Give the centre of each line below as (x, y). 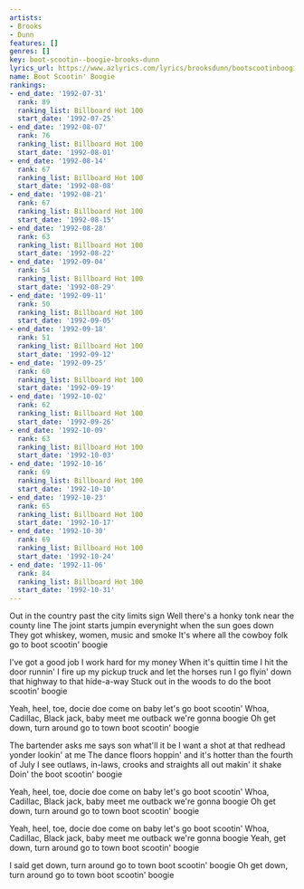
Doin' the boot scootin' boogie (66, 774)
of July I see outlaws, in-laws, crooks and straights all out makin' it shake (146, 765)
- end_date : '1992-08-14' (58, 161)
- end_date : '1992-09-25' (58, 363)
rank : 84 (34, 573)
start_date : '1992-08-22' (66, 253)
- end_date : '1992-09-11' (58, 295)
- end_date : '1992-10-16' (58, 464)
